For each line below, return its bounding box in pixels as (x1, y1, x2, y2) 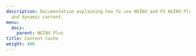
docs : (11, 24, 25, 31)
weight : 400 (6, 41, 35, 47)
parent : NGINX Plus (16, 30, 64, 36)
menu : (6, 19, 19, 25)
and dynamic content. (11, 14, 64, 20)
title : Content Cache (6, 36, 59, 41)
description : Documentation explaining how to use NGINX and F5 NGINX (6, 8, 181, 15)
